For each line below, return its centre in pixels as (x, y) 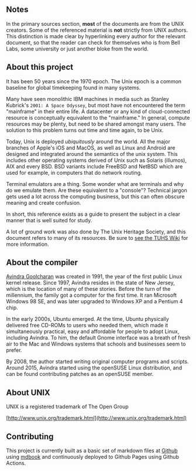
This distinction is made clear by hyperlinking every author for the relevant (96, 36)
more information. (27, 244)
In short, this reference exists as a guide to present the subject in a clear (93, 214)
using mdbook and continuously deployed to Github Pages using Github (93, 457)
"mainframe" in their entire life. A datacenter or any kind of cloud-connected (98, 111)
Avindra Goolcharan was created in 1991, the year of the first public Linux (94, 277)
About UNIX (28, 392)
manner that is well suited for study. (49, 220)
